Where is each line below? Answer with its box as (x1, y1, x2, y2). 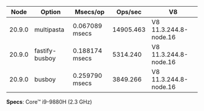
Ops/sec (116, 8, 141, 16)
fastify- (34, 46, 56, 55)
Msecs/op (75, 8, 105, 16)
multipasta (34, 25, 65, 34)
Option (40, 8, 61, 16)
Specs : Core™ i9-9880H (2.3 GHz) (6, 98, 92, 105)
